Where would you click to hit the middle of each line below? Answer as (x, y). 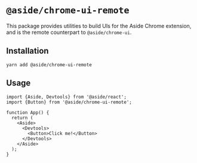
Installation (27, 51)
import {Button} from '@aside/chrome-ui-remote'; (69, 102)
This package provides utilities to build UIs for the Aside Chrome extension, (99, 26)
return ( (22, 118)
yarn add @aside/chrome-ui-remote (49, 64)
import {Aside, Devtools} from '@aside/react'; (67, 97)
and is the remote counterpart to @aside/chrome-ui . (69, 32)
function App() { (28, 112)
